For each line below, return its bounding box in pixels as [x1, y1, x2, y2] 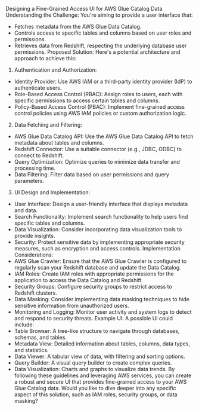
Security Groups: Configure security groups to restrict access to [14, 283, 172, 290]
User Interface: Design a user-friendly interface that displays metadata [14, 200, 188, 207]
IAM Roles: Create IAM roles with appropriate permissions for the [14, 270, 174, 277]
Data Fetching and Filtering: [14, 121, 83, 128]
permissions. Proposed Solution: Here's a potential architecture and [14, 48, 181, 56]
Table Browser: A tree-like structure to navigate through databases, [14, 328, 180, 334]
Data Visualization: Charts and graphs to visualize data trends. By [14, 366, 175, 372]
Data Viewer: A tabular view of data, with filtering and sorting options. [14, 353, 185, 360]
